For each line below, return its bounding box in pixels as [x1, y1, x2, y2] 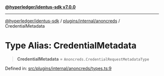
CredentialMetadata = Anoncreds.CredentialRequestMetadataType [17, 56, 149, 62]
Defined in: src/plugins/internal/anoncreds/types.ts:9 [5, 65, 112, 71]
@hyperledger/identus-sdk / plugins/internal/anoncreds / [5, 18, 121, 24]
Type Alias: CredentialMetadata [5, 40, 137, 51]
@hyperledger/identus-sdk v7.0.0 [5, 4, 76, 10]
